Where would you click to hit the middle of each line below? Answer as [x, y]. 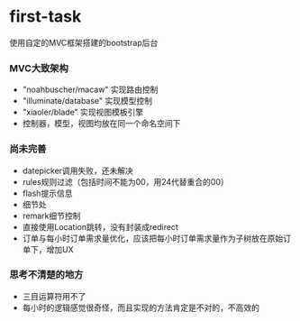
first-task [45, 17]
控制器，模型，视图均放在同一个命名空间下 [101, 124]
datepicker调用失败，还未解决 [77, 170]
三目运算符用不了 [54, 296]
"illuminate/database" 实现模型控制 [87, 101]
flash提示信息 [47, 193]
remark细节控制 [51, 216]
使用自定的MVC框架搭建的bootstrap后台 [84, 42]
